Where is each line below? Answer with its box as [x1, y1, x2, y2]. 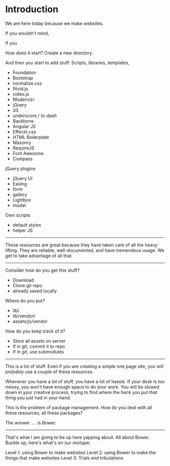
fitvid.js [12, 85, 28, 92]
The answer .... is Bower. [5, 419, 57, 425]
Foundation [12, 69, 36, 76]
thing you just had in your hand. [5, 395, 71, 401]
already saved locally [12, 288, 57, 294]
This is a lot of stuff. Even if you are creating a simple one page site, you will [5, 363, 163, 369]
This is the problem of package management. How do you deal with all [5, 404, 153, 410]
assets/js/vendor [12, 318, 48, 324]
